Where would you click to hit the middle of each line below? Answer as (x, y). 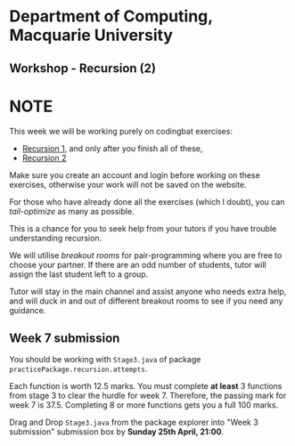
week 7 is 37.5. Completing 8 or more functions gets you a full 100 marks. (144, 405)
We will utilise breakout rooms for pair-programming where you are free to (146, 255)
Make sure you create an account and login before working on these (135, 174)
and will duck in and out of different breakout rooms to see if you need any (146, 301)
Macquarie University (91, 35)
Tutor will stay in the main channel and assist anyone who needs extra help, (148, 291)
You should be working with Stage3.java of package (105, 360)
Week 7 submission (65, 338)
